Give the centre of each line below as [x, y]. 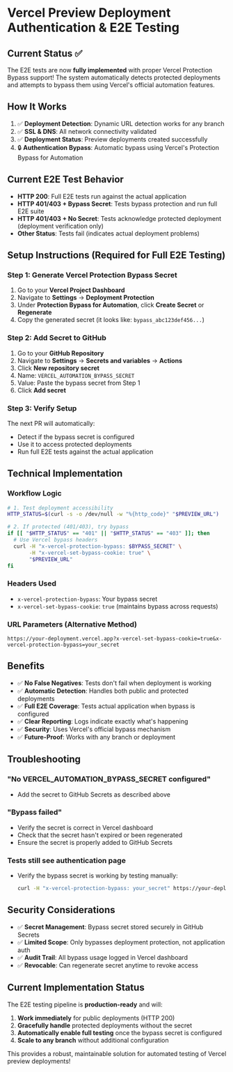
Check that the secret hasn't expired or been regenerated [100, 835]
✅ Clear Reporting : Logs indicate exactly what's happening [103, 721]
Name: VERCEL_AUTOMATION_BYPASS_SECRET [76, 375]
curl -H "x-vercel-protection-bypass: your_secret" [94, 889]
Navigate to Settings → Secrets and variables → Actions [100, 360]
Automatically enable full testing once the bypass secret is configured [120, 1032]
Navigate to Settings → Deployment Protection [86, 298]
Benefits [26, 666]
